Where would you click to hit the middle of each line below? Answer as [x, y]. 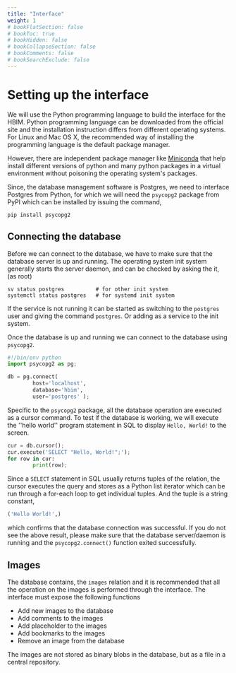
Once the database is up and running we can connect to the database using [117, 337]
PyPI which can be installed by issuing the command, [85, 201]
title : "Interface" [36, 14]
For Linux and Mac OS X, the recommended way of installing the [101, 137]
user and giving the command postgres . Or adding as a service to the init [113, 316]
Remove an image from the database [71, 640]
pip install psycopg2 [39, 215]
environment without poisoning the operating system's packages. [103, 173]
